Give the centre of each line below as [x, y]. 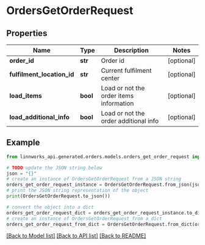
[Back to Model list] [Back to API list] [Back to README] [76, 236]
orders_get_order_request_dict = [49, 213]
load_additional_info [40, 117]
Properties [27, 33]
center [110, 78]
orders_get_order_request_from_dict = [56, 224]
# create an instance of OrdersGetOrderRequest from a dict [85, 218]
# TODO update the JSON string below [54, 168]
